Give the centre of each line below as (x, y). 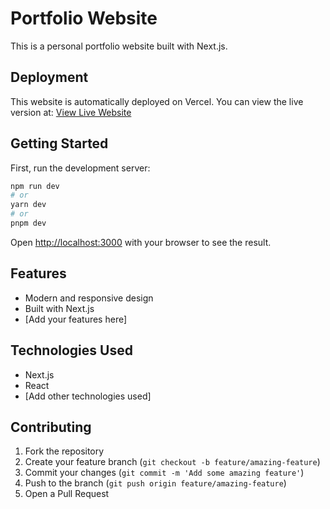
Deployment (49, 77)
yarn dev (28, 205)
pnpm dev (28, 223)
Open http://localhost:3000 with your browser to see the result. (141, 242)
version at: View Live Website (71, 112)
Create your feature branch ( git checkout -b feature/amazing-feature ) (172, 462)
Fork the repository (64, 451)
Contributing (51, 427)
